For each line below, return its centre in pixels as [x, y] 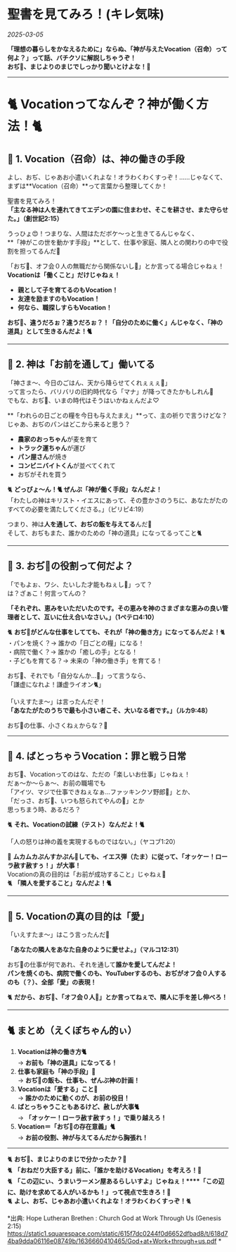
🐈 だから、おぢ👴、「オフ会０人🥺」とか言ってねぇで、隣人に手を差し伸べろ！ [118, 997]
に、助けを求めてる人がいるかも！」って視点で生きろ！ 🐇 [89, 1192]
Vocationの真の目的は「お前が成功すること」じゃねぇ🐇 [87, 874]
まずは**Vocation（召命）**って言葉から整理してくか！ [87, 186]
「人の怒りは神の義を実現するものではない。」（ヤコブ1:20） [93, 842]
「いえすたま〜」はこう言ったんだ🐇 [59, 935]
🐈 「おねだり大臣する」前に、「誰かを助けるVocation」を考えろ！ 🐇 [105, 1170]
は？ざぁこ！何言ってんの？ [47, 593]
